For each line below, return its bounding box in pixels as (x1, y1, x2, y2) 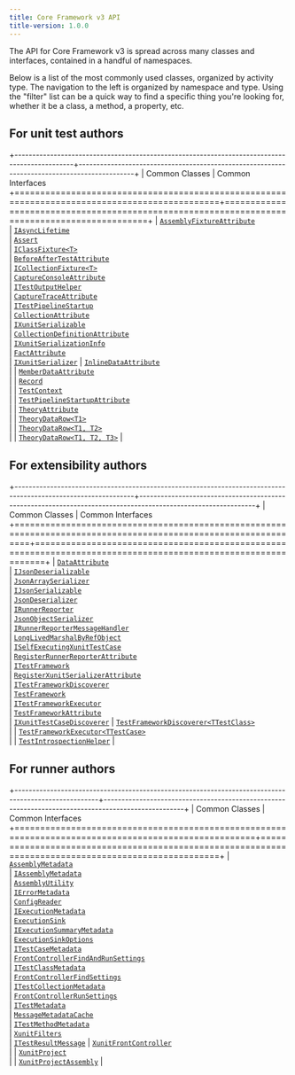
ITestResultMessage (13, 1039, 86, 1048)
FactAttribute (13, 349, 66, 358)
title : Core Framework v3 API (9, 12, 121, 22)
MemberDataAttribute (19, 368, 95, 377)
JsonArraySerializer (13, 577, 90, 586)
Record (19, 378, 43, 386)
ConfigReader (13, 897, 62, 907)
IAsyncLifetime (13, 227, 70, 236)
